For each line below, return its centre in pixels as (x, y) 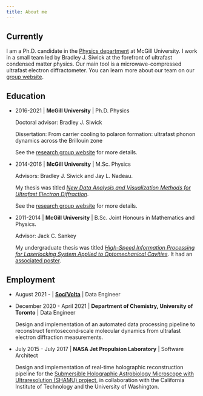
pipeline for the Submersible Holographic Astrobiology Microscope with (105, 374)
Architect (26, 355)
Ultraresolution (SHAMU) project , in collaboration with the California (100, 380)
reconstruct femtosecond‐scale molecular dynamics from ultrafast (98, 331)
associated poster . (38, 261)
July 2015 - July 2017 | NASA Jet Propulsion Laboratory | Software (99, 349)
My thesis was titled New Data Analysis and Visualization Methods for (103, 188)
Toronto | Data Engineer (45, 313)
